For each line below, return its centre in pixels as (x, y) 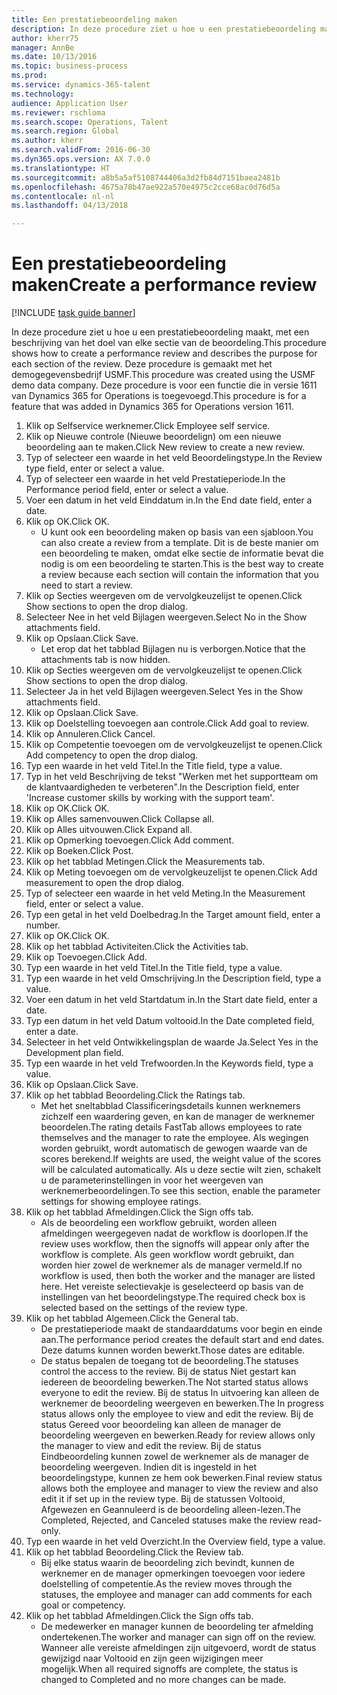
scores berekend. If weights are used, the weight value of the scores (181, 1159)
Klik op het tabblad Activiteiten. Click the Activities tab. (137, 947)
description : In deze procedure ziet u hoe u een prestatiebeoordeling (163, 29)
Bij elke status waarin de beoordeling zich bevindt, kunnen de (167, 1563)
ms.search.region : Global (65, 131)
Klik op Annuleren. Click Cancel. (90, 734)
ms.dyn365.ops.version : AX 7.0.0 (81, 159)
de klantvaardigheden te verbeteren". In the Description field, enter (162, 787)
